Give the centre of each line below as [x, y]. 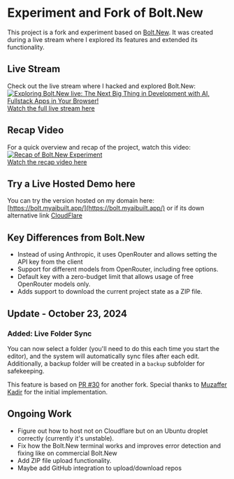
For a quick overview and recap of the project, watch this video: [99, 147]
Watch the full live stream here [51, 108]
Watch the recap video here [47, 162]
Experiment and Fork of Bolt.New [105, 13]
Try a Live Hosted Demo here [72, 184]
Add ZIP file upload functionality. [64, 460]
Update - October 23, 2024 [67, 314]
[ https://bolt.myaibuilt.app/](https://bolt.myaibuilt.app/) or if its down [106, 208]
